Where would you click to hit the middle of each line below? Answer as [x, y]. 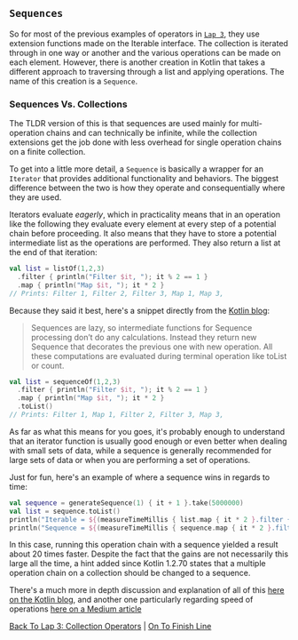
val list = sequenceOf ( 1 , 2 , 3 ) [65, 381]
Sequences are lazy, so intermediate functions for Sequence [141, 327]
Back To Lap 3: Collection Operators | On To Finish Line [110, 627]
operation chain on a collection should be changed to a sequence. [130, 573]
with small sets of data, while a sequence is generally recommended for [141, 450]
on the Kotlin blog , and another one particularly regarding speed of [131, 600]
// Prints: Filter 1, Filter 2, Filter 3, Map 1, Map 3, [117, 293]
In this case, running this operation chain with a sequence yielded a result [144, 545]
